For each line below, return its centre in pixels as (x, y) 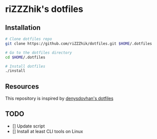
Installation (23, 28)
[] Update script (29, 126)
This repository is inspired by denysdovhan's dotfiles (59, 99)
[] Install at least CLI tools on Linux (48, 131)
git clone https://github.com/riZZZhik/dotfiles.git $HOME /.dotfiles (79, 43)
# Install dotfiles (25, 66)
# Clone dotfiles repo (29, 39)
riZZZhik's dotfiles (44, 9)
